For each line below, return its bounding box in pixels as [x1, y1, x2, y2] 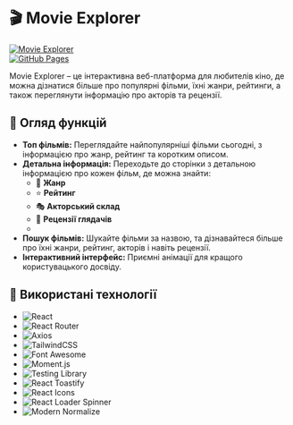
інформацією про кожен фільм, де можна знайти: [21, 167, 212, 178]
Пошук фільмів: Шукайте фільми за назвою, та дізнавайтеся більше [21, 233, 283, 243]
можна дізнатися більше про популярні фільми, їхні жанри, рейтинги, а [9, 80, 281, 90]
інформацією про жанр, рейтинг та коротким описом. [21, 149, 229, 159]
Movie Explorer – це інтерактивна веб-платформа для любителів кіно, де [9, 70, 285, 81]
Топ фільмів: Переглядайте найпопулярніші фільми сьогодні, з [21, 139, 263, 149]
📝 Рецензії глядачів [35, 213, 113, 225]
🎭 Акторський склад [35, 200, 121, 211]
